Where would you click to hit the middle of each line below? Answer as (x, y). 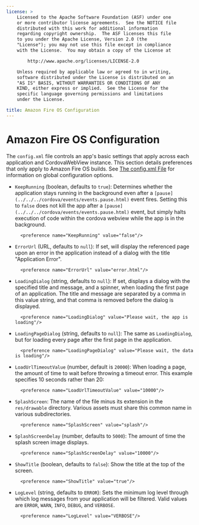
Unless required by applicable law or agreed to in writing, (94, 72)
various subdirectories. (43, 414)
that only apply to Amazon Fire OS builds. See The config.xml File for (91, 169)
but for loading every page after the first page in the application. (93, 339)
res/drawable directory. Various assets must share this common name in (103, 407)
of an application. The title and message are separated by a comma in (100, 293)
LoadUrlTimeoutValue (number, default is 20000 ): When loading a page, (100, 367)
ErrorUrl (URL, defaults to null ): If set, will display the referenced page (102, 246)
